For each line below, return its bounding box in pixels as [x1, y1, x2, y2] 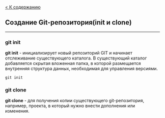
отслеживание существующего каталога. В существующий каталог [5, 55, 147, 61]
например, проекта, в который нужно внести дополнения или [5, 103, 136, 109]
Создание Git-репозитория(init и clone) [5, 18, 132, 27]
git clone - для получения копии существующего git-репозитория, [5, 98, 144, 104]
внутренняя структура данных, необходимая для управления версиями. [5, 66, 158, 72]
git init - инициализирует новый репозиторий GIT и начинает [5, 50, 133, 56]
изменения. [5, 108, 29, 114]
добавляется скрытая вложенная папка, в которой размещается [5, 60, 141, 66]
